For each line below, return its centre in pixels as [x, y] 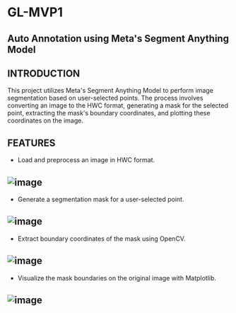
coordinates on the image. [45, 120]
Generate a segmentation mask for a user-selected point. [101, 200]
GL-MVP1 [35, 12]
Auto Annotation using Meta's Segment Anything [118, 39]
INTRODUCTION [44, 73]
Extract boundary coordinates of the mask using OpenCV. [101, 239]
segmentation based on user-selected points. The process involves [105, 98]
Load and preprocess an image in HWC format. [86, 160]
